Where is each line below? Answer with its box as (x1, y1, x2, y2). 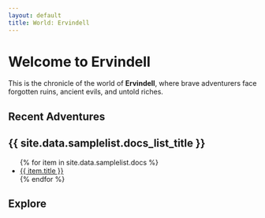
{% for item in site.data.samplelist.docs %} (19, 157, 159, 167)
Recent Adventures (8, 109, 106, 123)
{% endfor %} (19, 174, 65, 183)
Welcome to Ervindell (8, 53, 151, 71)
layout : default (8, 11, 62, 20)
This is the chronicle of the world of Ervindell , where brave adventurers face (8, 79, 258, 88)
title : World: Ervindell (8, 19, 90, 27)
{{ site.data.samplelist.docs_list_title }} (8, 137, 206, 150)
